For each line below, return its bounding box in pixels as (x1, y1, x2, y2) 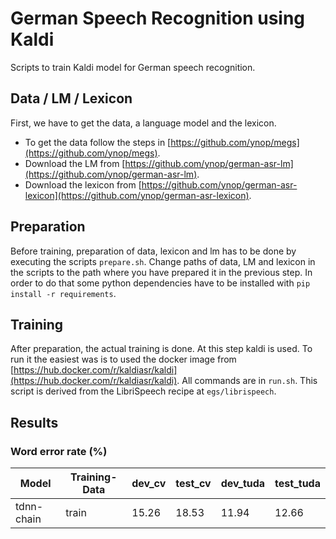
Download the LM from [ (24, 157, 126, 169)
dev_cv (131, 477, 167, 491)
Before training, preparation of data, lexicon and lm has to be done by (10, 245, 297, 257)
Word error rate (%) (10, 444, 108, 458)
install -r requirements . (10, 287, 117, 299)
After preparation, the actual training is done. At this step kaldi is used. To (10, 343, 313, 355)
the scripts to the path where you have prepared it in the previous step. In (10, 266, 313, 278)
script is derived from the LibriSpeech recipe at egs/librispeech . (10, 385, 277, 397)
